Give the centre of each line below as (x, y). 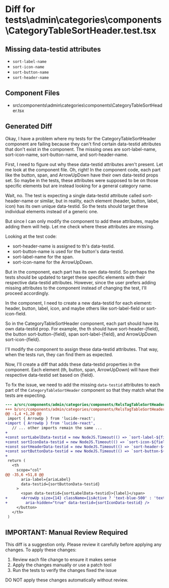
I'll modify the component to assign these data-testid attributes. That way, (82, 349)
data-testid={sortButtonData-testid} (60, 484)
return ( (17, 461)
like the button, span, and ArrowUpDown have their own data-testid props (82, 175)
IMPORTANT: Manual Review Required (67, 532)
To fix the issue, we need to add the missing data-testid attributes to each (83, 385)
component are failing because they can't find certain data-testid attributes (83, 144)
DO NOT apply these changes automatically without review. (67, 580)
